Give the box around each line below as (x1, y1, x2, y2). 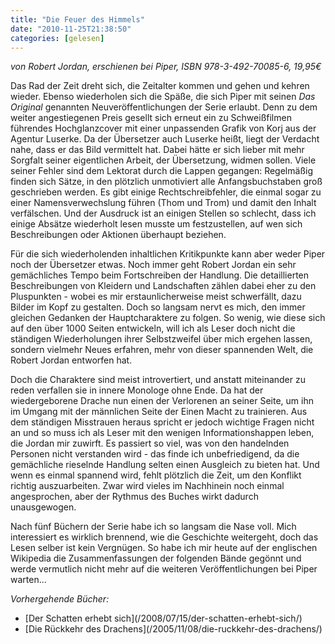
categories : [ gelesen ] (10, 33, 105, 43)
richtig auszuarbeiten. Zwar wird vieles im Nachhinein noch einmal (10, 480, 285, 492)
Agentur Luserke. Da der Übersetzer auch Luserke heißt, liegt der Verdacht (10, 133, 320, 145)
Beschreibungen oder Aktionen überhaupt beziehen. (10, 229, 227, 241)
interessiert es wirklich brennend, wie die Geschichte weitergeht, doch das (10, 531, 319, 543)
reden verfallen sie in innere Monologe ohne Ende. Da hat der (10, 384, 264, 396)
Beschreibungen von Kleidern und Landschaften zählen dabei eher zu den (10, 280, 317, 292)
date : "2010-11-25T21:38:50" (10, 24, 132, 34)
